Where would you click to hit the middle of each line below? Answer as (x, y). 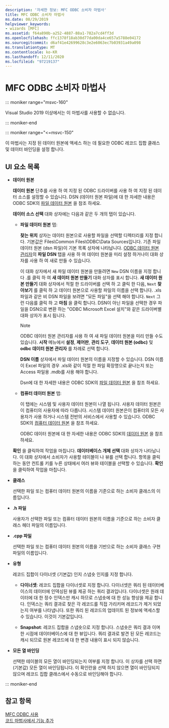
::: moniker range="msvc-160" (37, 102)
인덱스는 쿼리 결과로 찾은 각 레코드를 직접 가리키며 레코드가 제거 (90, 604)
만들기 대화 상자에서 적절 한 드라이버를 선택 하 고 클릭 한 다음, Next (91, 284)
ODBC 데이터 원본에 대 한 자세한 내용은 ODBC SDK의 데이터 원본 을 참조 (91, 434)
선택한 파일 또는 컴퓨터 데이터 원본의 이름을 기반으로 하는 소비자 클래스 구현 (87, 546)
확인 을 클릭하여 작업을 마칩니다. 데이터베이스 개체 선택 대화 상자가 (77, 451)
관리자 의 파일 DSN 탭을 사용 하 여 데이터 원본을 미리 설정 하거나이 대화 (89, 254)
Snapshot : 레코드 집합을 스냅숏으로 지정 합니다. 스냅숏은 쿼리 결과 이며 (90, 627)
